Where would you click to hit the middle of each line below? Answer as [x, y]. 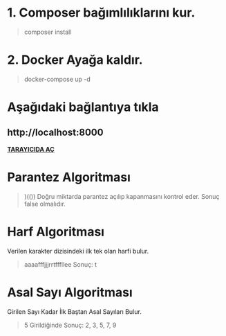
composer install [48, 32]
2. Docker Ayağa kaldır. [75, 60]
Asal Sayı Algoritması [70, 292]
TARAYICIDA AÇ [31, 149]
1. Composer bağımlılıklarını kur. [101, 13]
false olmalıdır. [45, 204]
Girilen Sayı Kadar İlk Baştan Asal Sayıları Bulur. [74, 311]
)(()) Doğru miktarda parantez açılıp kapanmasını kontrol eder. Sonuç [122, 196]
